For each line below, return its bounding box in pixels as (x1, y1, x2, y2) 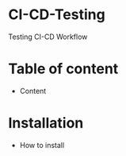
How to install (19, 140, 65, 150)
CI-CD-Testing (8, 6, 105, 24)
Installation (8, 114, 84, 132)
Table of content (8, 60, 119, 78)
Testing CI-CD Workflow (8, 32, 88, 41)
